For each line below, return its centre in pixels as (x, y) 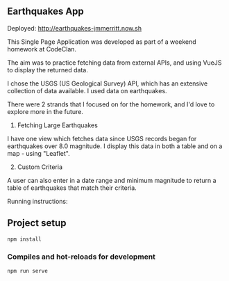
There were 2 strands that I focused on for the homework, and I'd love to (111, 104)
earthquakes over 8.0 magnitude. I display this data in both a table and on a (115, 146)
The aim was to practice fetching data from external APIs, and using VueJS (114, 63)
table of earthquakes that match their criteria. (72, 188)
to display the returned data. (48, 70)
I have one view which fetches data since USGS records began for (102, 138)
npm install (24, 239)
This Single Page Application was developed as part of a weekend (102, 42)
